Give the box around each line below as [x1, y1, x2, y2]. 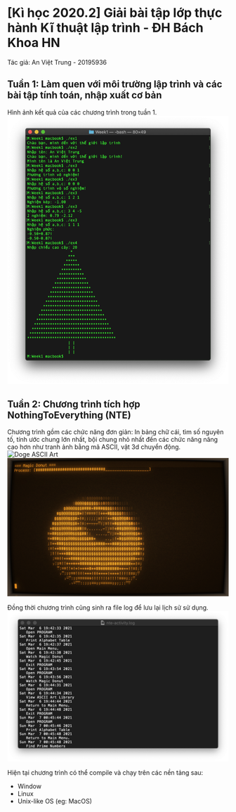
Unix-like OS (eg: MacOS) [17, 797, 93, 805]
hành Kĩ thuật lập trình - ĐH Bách [7, 20, 204, 36]
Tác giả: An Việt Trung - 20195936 [7, 58, 107, 66]
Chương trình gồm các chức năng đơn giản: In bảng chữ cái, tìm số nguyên [7, 428, 224, 436]
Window [17, 782, 42, 790]
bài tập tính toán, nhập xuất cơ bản [7, 89, 162, 101]
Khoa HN [7, 35, 61, 51]
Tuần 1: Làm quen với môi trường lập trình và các [7, 79, 223, 91]
